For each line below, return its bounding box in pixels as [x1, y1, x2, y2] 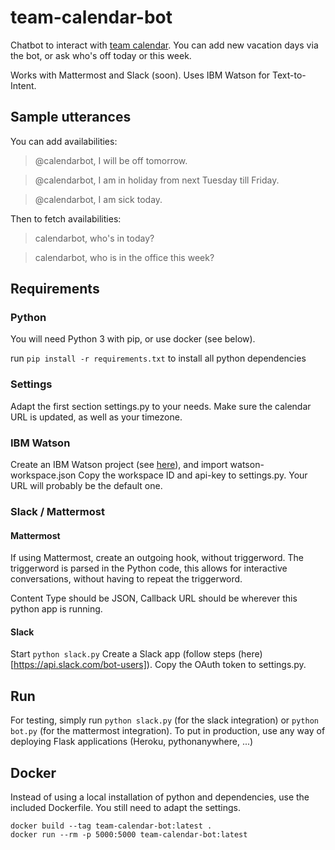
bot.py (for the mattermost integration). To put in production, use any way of [10, 725, 326, 737]
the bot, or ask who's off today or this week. [10, 49, 192, 61]
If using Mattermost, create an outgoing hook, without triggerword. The [10, 552, 304, 564]
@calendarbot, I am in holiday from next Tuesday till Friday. [34, 174, 280, 186]
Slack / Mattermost [10, 504, 105, 518]
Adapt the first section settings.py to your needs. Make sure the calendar [10, 400, 312, 412]
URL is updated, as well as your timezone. [10, 411, 183, 423]
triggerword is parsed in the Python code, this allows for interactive [10, 562, 288, 575]
